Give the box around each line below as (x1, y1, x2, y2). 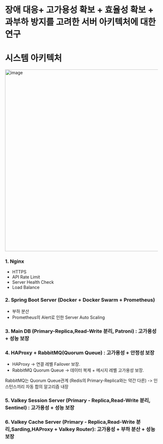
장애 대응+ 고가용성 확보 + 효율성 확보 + (5, 4, 154, 16)
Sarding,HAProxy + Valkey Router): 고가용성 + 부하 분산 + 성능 (11, 426, 155, 432)
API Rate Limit (12, 274, 40, 280)
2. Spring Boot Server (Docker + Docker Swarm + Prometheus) (5, 297, 155, 304)
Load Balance (12, 285, 40, 290)
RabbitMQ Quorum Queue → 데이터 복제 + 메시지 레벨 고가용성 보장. (12, 367, 144, 373)
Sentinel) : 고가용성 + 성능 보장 (5, 404, 75, 411)
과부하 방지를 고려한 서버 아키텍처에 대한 (5, 17, 156, 28)
